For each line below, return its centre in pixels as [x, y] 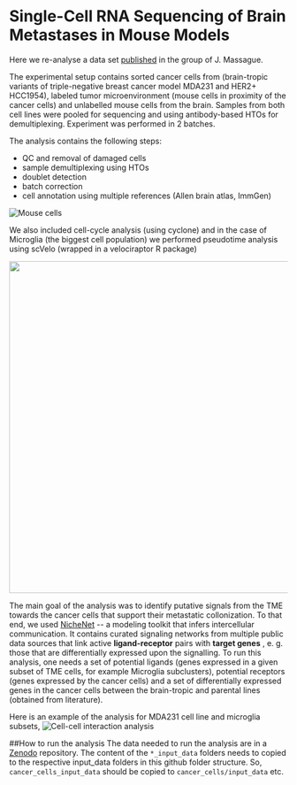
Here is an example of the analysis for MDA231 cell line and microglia [135, 716]
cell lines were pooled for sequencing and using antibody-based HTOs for [144, 114]
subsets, [25, 726]
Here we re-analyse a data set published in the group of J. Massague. [136, 59]
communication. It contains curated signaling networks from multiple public [147, 634]
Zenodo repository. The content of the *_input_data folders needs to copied [148, 752]
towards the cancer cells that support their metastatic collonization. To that [146, 615]
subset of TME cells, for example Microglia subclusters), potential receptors [147, 671]
